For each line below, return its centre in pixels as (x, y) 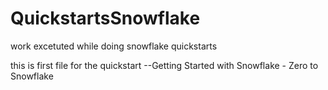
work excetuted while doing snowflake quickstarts (114, 46)
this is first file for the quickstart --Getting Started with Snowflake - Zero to (164, 65)
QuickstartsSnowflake (105, 18)
